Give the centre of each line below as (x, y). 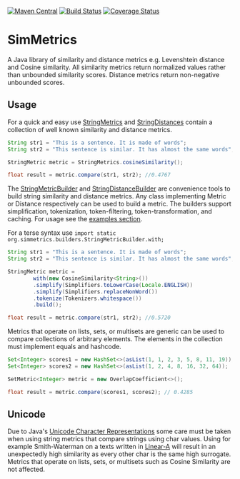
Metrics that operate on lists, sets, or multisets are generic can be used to (116, 331)
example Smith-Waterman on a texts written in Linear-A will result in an (112, 447)
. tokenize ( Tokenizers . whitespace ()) (87, 298)
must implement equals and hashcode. (64, 347)
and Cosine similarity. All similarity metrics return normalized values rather (117, 67)
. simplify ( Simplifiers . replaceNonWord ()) (96, 292)
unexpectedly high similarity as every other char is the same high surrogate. (119, 454)
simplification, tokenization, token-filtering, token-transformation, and (110, 211)
